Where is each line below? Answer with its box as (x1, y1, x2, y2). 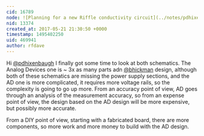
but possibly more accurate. (6, 104, 77, 112)
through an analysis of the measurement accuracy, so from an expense (6, 92, 185, 99)
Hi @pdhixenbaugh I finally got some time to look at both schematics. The (6, 59, 191, 67)
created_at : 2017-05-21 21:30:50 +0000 (6, 25, 107, 32)
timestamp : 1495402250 (6, 32, 64, 38)
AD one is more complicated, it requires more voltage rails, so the (6, 78, 170, 86)
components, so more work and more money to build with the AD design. (6, 123, 189, 130)
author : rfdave (6, 43, 45, 49)
